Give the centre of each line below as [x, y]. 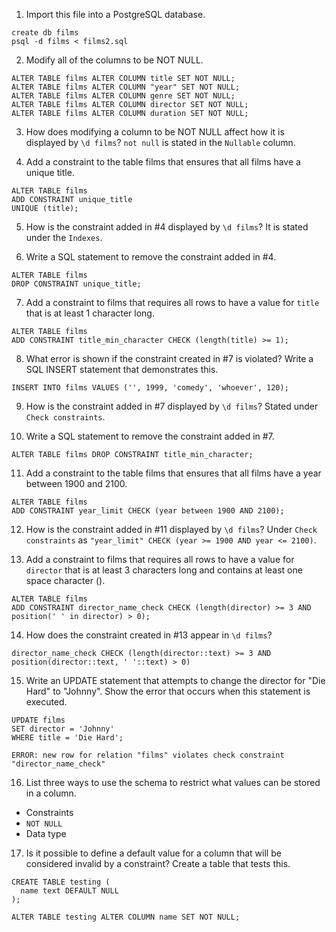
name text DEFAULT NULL [69, 891]
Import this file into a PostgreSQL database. [115, 14]
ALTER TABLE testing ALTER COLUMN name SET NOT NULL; [126, 917]
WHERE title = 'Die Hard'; [67, 738]
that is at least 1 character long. [90, 313]
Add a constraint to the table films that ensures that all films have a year [173, 473]
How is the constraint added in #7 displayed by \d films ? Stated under [172, 406]
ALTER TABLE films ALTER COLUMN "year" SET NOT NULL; [126, 87]
